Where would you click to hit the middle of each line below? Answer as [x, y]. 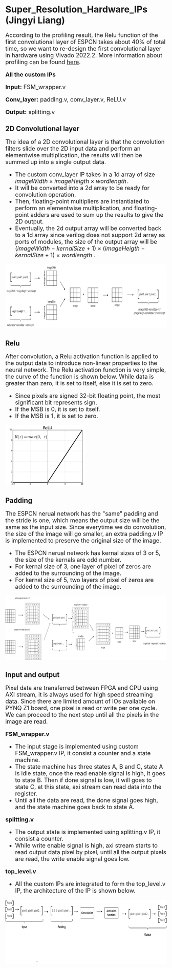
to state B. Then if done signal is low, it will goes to [83, 780]
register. [26, 794]
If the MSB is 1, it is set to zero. [57, 416]
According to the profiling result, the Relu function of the [82, 35]
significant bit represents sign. [56, 402]
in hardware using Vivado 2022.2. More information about [84, 55]
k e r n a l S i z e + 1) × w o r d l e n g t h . [55, 255]
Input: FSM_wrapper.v [36, 87]
